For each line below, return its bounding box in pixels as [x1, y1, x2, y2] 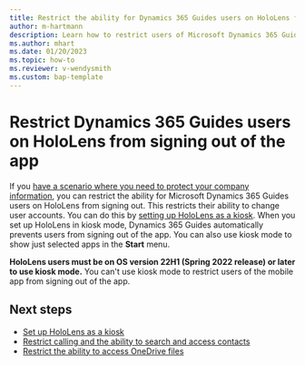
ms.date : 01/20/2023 [9, 47, 88, 56]
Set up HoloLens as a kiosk [22, 326, 125, 337]
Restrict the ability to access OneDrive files [22, 345, 184, 356]
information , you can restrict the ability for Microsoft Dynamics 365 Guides [9, 190, 289, 201]
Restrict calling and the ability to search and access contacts [22, 336, 251, 347]
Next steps [9, 302, 73, 318]
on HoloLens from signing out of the [9, 131, 286, 151]
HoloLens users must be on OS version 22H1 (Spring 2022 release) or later [9, 256, 296, 267]
